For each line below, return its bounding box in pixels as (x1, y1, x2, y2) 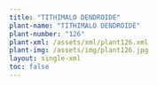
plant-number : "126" (9, 29, 86, 38)
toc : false (9, 63, 50, 72)
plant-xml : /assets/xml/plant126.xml (9, 37, 149, 47)
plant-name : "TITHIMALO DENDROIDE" (9, 21, 141, 30)
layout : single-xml (9, 54, 82, 63)
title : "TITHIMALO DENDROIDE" (9, 12, 122, 22)
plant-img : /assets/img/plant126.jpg (9, 46, 149, 55)
